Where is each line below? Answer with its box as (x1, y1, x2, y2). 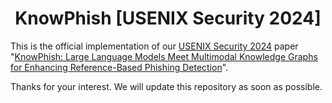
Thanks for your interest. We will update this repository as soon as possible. (10, 80, 323, 92)
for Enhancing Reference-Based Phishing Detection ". (10, 61, 229, 73)
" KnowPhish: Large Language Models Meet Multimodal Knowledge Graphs (10, 50, 318, 62)
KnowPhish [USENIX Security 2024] (14, 7, 322, 30)
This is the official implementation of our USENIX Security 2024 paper (10, 40, 299, 52)
